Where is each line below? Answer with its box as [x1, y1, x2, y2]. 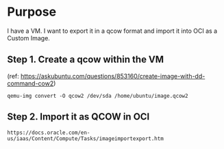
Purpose [7, 4, 57, 20]
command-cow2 [7, 79, 54, 87]
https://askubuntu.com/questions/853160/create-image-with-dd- [20, 72, 206, 80]
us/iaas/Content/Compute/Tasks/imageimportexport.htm [7, 135, 164, 142]
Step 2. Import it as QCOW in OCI [7, 111, 150, 123]
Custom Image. [7, 33, 50, 42]
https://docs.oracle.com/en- [7, 129, 90, 136]
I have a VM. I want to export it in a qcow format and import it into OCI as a [7, 27, 218, 35]
